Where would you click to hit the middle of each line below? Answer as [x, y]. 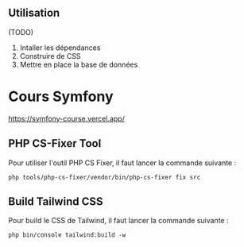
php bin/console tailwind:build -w [67, 235]
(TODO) [21, 32]
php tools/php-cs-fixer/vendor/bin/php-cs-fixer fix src [105, 177]
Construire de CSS [50, 56]
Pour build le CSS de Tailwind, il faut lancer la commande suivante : [118, 221]
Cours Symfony [61, 96]
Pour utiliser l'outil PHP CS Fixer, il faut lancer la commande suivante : [122, 163]
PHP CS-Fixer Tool [55, 143]
